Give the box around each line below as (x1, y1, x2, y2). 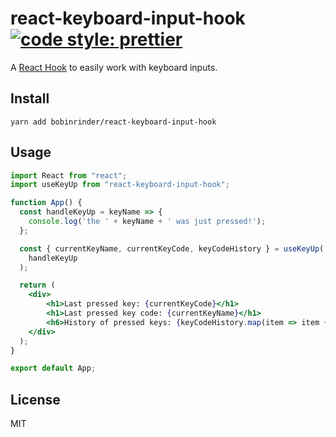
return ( (19, 280, 56, 291)
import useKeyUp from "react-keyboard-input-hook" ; (10, 180, 230, 190)
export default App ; (10, 363, 97, 374)
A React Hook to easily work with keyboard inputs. (10, 61, 218, 73)
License (10, 391, 61, 408)
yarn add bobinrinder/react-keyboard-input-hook (10, 117, 217, 127)
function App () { (10, 198, 83, 208)
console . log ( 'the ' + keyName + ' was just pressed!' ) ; (28, 217, 267, 227)
